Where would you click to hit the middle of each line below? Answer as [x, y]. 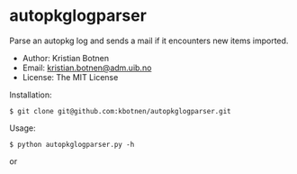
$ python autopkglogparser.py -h [72, 144]
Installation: [31, 95]
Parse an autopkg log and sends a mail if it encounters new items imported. [149, 41]
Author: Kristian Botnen [66, 58]
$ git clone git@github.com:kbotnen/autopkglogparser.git [120, 111]
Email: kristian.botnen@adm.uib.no [87, 68]
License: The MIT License [70, 77]
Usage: [22, 128]
